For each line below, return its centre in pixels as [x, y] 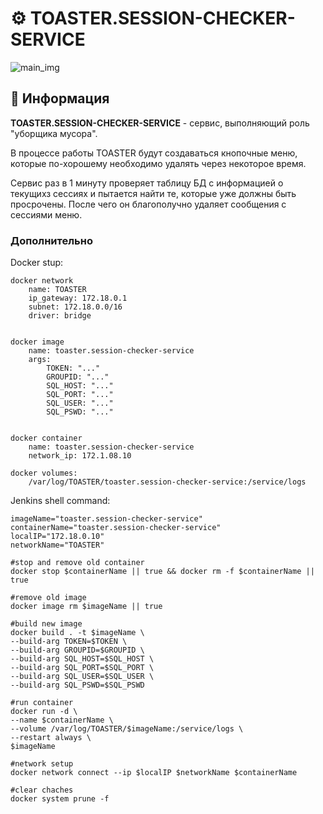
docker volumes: [44, 473]
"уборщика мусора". [54, 133]
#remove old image [48, 598]
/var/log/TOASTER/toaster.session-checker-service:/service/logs [167, 482]
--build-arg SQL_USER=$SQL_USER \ [82, 677]
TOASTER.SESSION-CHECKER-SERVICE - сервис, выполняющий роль [160, 123]
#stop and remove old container [77, 563]
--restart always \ [51, 738]
